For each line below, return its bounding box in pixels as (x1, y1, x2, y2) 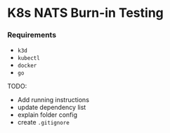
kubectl (17, 55, 40, 62)
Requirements (7, 30, 57, 40)
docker (17, 62, 37, 70)
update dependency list (17, 103, 86, 112)
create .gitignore (17, 118, 70, 127)
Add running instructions (17, 96, 90, 104)
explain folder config (17, 110, 78, 119)
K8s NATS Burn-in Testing (7, 5, 164, 21)
